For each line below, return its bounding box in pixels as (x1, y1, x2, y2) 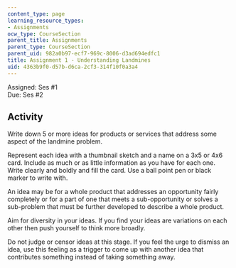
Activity (7, 111, 44, 123)
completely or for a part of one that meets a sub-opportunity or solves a (7, 195, 218, 203)
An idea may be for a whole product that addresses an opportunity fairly (7, 188, 219, 196)
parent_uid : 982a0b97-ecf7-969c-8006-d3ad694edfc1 (7, 50, 161, 58)
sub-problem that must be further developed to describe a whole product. (7, 203, 225, 211)
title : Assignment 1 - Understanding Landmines (7, 57, 151, 64)
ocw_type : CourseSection (7, 30, 81, 38)
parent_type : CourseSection (7, 43, 91, 50)
